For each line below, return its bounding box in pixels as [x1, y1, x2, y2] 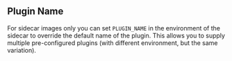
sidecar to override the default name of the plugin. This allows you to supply [7, 31, 226, 40]
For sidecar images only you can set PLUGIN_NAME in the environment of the [7, 24, 221, 32]
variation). [7, 46, 37, 54]
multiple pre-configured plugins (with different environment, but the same [7, 38, 218, 47]
